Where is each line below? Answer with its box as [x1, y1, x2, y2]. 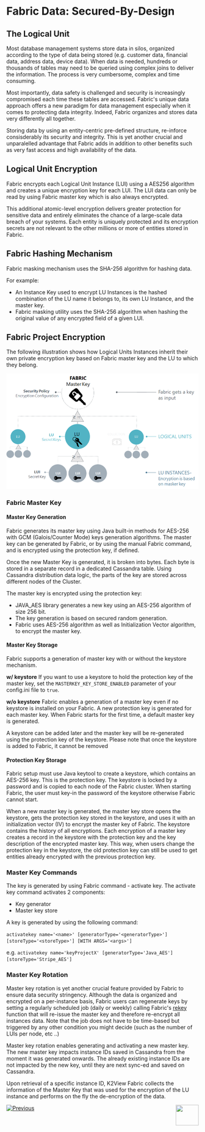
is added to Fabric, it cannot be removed [6, 742, 109, 749]
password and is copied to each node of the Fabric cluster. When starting [6, 783, 191, 790]
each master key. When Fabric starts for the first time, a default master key [6, 711, 195, 718]
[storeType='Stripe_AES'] [6, 957, 72, 963]
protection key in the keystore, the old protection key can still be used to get [6, 847, 198, 854]
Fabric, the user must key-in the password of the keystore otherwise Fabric [6, 789, 195, 797]
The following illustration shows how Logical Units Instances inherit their [6, 348, 188, 355]
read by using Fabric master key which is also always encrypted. [6, 193, 169, 200]
